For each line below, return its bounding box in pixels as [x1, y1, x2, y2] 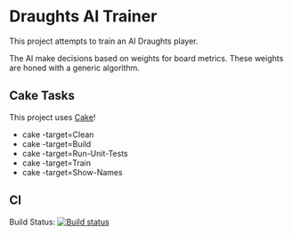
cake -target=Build [21, 138, 92, 149]
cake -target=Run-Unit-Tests [21, 148, 128, 158]
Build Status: [9, 216, 56, 227]
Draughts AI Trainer [9, 6, 158, 27]
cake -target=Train [21, 158, 92, 168]
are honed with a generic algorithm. [9, 62, 141, 73]
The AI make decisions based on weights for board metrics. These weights [9, 53, 284, 63]
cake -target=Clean [21, 129, 94, 140]
